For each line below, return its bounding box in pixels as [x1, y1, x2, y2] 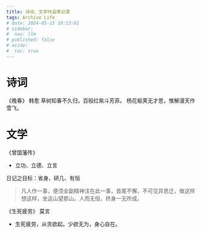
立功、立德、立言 [14, 161, 58, 169]
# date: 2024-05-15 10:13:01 [6, 20, 79, 26]
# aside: [6, 43, 28, 49]
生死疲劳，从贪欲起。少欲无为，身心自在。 [14, 220, 121, 228]
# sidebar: [6, 25, 34, 32]
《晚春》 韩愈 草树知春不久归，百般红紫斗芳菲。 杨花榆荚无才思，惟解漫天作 [6, 97, 196, 104]
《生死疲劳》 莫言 [6, 207, 50, 214]
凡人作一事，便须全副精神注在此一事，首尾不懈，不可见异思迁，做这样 [20, 187, 196, 194]
